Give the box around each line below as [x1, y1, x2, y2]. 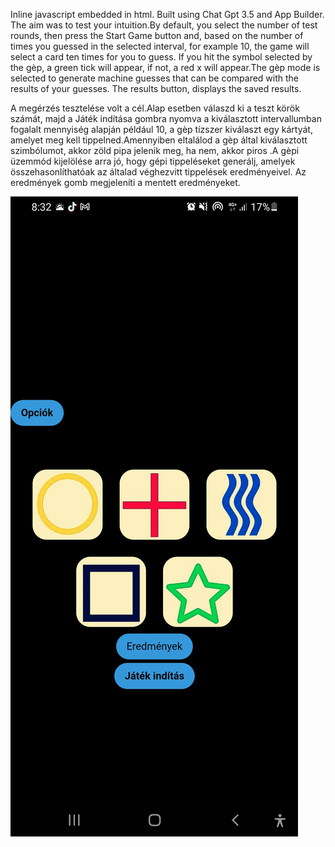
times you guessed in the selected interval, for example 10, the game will [10, 40, 310, 52]
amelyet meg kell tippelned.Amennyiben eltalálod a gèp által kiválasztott [10, 134, 308, 146]
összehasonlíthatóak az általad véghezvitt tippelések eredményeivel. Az [10, 166, 307, 178]
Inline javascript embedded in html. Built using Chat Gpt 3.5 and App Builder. [10, 9, 325, 20]
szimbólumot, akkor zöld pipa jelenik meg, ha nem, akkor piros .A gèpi [10, 145, 300, 156]
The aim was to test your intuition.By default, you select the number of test [10, 19, 318, 31]
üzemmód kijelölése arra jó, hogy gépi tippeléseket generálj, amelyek [10, 155, 296, 167]
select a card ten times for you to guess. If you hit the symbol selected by [10, 51, 313, 63]
